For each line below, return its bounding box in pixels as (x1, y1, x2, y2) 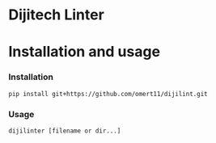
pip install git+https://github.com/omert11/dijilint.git (8, 90, 208, 98)
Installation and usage (8, 43, 160, 61)
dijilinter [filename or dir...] (8, 127, 121, 135)
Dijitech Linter (8, 6, 105, 24)
